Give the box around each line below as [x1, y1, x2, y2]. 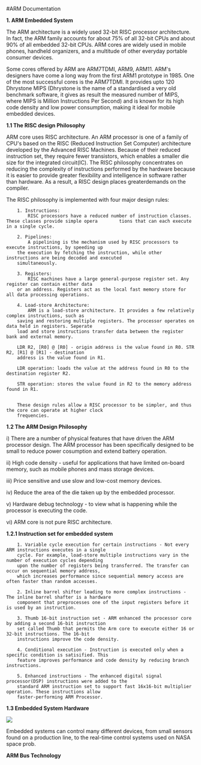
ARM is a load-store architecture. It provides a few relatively [28, 307, 195, 313]
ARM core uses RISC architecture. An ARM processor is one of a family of [6, 133, 188, 141]
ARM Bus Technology [6, 752, 61, 759]
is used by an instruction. [6, 605, 77, 611]
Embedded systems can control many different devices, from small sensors [6, 728, 193, 734]
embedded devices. [6, 110, 56, 117]
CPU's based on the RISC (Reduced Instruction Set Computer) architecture [6, 140, 191, 147]
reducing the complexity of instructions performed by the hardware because [6, 165, 196, 172]
